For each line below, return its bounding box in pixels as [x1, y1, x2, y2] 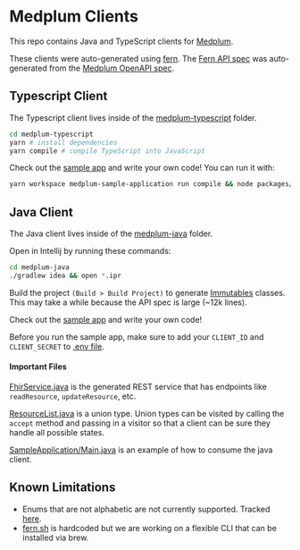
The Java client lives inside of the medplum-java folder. [9, 228, 213, 239]
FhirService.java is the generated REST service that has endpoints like [9, 382, 268, 393]
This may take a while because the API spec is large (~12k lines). [9, 297, 247, 308]
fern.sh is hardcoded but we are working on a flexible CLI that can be [21, 522, 277, 533]
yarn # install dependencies [9, 138, 118, 147]
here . [21, 512, 42, 524]
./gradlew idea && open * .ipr [9, 271, 122, 280]
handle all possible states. [9, 427, 105, 438]
